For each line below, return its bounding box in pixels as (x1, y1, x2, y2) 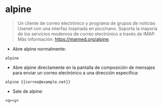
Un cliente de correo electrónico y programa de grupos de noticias (17, 20, 155, 26)
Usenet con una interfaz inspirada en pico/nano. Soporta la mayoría (17, 25, 158, 31)
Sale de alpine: (12, 88, 44, 94)
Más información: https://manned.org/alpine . (17, 36, 110, 42)
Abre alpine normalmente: (12, 46, 66, 52)
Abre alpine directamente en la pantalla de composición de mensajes (12, 64, 155, 70)
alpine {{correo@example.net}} (5, 79, 71, 84)
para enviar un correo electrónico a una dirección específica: (12, 69, 139, 76)
